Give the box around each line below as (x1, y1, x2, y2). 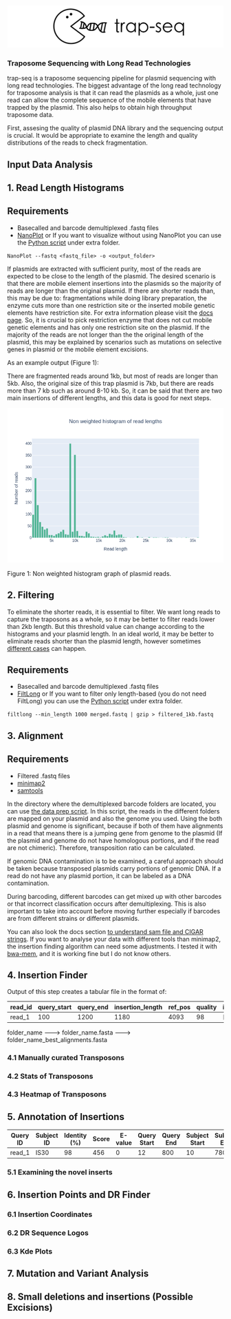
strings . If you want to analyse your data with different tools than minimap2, (7, 935, 221, 943)
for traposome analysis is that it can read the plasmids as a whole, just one (7, 89, 219, 97)
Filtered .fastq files (16, 771, 71, 780)
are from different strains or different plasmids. (7, 914, 140, 922)
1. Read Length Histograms (7, 182, 124, 194)
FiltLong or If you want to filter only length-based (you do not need (16, 689, 207, 698)
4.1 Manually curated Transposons (7, 1052, 125, 1062)
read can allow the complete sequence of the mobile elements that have (7, 96, 212, 105)
